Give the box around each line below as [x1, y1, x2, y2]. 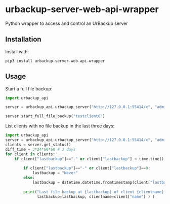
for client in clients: [5, 151, 56, 157]
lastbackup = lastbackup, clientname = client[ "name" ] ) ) [37, 194, 155, 199]
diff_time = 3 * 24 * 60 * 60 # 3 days [5, 147, 76, 152]
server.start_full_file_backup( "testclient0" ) [5, 114, 105, 119]
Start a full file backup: [5, 85, 53, 92]
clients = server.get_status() [5, 142, 71, 147]
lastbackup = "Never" [32, 171, 78, 176]
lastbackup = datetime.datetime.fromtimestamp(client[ [32, 180, 151, 185]
